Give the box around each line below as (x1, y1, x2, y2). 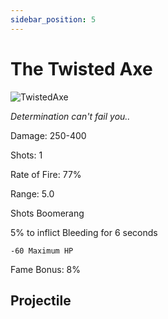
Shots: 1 (10, 149, 43, 161)
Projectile (10, 292, 72, 309)
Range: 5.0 (10, 187, 55, 200)
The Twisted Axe (10, 57, 153, 80)
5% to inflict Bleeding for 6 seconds (10, 226, 158, 238)
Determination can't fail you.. (10, 110, 131, 122)
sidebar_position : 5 (10, 14, 97, 25)
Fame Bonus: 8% (10, 263, 82, 275)
